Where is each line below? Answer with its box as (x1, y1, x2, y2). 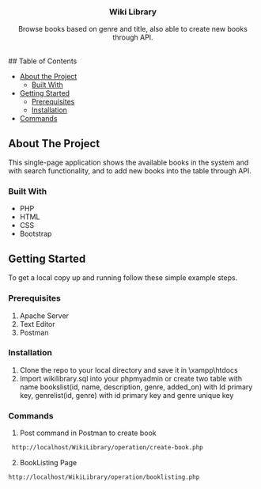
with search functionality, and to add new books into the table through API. (8, 166, 252, 176)
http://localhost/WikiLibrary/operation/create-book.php (11, 444, 203, 452)
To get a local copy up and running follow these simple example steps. (8, 273, 238, 282)
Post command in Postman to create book (19, 428, 157, 438)
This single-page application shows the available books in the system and (8, 157, 249, 168)
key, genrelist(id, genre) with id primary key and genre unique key (19, 390, 234, 400)
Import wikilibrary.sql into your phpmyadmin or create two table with (19, 373, 243, 383)
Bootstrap (19, 229, 52, 239)
